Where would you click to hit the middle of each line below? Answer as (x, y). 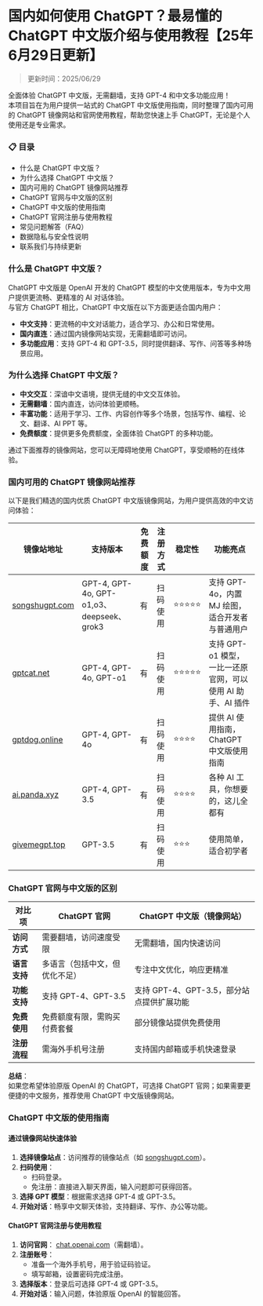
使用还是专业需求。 (39, 124)
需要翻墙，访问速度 (77, 937)
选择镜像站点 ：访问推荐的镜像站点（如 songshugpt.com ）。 (114, 1157)
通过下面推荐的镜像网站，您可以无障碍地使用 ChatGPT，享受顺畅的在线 (123, 450)
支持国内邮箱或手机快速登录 (186, 1049)
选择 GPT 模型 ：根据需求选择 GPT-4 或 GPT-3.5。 (99, 1196)
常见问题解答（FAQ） (54, 227)
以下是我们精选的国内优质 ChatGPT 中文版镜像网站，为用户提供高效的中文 (128, 501)
